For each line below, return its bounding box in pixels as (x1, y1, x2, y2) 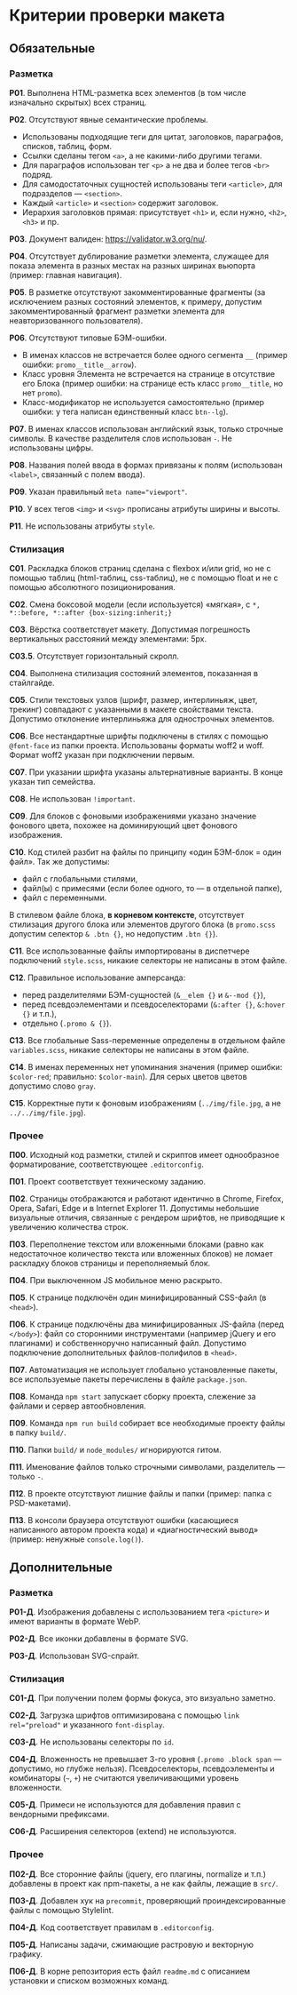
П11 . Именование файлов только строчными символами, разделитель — (9, 1462, 285, 1472)
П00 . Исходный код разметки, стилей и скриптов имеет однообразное (9, 1150, 280, 1161)
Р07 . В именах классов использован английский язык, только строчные (9, 423, 284, 434)
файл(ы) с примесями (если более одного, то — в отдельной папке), (21, 883, 283, 894)
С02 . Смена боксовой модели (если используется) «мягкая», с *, (9, 599, 262, 610)
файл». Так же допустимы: (9, 857, 111, 867)
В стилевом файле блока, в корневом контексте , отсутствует (9, 910, 245, 921)
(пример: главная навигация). (9, 269, 122, 280)
